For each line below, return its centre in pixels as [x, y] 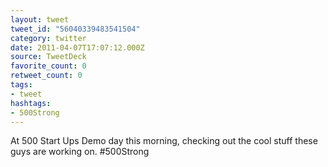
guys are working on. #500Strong [80, 152]
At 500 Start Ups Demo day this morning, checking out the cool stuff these [164, 141]
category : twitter [48, 38]
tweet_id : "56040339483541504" [75, 29]
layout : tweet [40, 19]
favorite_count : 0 [48, 66]
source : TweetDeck [48, 57]
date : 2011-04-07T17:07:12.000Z [77, 47]
